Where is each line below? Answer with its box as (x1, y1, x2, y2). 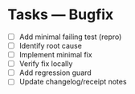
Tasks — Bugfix (7, 6, 114, 24)
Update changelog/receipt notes (18, 77, 127, 87)
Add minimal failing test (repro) (18, 32, 122, 41)
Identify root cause (18, 41, 82, 50)
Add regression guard (18, 68, 92, 77)
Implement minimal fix (18, 50, 93, 60)
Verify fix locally (18, 59, 73, 69)
